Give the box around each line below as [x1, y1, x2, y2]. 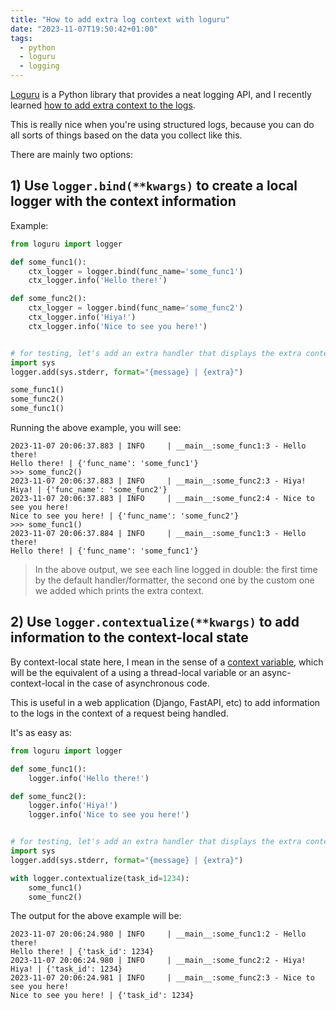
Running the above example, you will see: [10, 422, 182, 434]
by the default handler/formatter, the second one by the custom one [34, 574, 315, 586]
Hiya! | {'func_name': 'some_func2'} [10, 485, 168, 495]
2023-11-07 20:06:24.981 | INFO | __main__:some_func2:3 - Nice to [10, 973, 315, 983]
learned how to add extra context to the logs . [10, 99, 196, 111]
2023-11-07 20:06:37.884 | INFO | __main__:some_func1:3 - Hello [10, 529, 307, 539]
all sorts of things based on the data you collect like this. [10, 129, 243, 141]
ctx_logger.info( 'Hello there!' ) [28, 276, 168, 286]
